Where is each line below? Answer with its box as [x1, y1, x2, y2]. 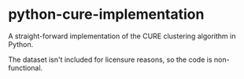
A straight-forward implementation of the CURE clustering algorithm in [8, 31, 236, 41]
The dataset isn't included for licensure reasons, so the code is [8, 55, 213, 64]
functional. [8, 63, 43, 72]
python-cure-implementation [8, 5, 205, 23]
